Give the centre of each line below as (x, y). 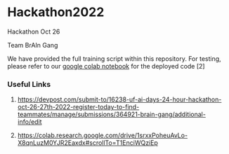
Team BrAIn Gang (33, 45)
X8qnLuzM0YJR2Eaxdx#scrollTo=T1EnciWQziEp (87, 143)
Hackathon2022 (56, 12)
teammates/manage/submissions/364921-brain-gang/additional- (111, 114)
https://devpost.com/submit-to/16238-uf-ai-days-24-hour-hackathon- (119, 99)
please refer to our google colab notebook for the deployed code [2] (106, 66)
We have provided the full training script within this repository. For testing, (114, 58)
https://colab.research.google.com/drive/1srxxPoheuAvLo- (103, 135)
